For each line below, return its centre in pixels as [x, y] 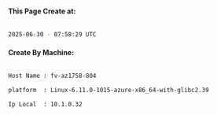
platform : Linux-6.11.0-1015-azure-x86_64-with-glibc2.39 [109, 91]
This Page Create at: [42, 11]
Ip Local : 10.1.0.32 [45, 105]
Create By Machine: [41, 52]
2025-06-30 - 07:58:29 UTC [52, 35]
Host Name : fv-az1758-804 [52, 76]
